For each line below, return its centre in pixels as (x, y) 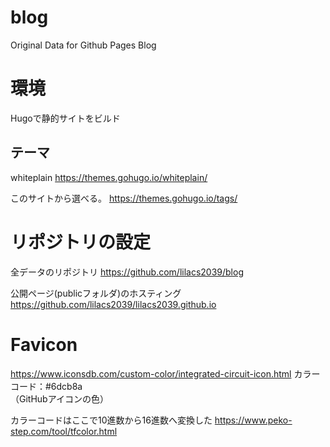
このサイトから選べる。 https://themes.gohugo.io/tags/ (124, 198)
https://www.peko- (253, 420)
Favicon (44, 344)
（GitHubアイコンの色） (59, 398)
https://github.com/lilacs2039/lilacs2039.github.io (113, 304)
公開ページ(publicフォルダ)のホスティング (96, 293)
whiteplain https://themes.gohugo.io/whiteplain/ (109, 177)
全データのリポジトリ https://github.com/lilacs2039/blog (127, 272)
